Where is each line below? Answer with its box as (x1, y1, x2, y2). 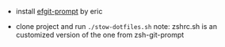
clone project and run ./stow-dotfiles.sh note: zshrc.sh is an (15, 22, 218, 31)
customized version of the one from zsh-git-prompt (15, 31, 185, 39)
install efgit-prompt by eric (15, 7, 103, 16)
